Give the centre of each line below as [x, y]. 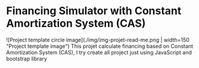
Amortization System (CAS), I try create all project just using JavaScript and [99, 52]
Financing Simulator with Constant [94, 11]
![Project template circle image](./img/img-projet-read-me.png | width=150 [98, 40]
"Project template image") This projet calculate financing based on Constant [100, 46]
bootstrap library [27, 59]
